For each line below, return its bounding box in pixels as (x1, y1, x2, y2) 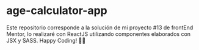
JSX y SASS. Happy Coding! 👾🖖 (6, 37, 86, 44)
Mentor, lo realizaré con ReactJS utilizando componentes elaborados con (6, 30, 191, 37)
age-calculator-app (6, 4, 108, 18)
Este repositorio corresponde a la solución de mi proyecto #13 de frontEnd (6, 24, 194, 31)
